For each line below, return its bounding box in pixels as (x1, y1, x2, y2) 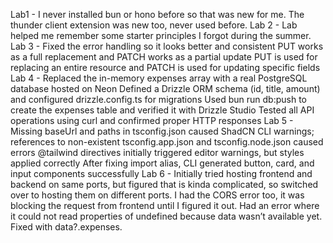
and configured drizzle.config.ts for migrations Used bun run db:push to (10, 94, 307, 105)
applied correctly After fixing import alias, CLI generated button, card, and (10, 157, 315, 169)
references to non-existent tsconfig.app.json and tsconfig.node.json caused (10, 136, 324, 148)
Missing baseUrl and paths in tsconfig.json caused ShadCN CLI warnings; (10, 125, 315, 137)
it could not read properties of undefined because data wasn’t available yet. (10, 210, 323, 222)
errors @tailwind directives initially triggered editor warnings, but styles (10, 147, 305, 158)
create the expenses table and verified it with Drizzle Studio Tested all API (10, 104, 315, 116)
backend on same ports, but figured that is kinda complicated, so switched (10, 179, 319, 190)
